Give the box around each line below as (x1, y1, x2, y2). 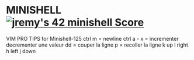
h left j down (6, 47, 36, 54)
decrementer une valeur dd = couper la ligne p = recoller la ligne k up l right (6, 41, 188, 48)
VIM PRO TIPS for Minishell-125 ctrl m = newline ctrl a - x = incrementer (6, 35, 179, 42)
